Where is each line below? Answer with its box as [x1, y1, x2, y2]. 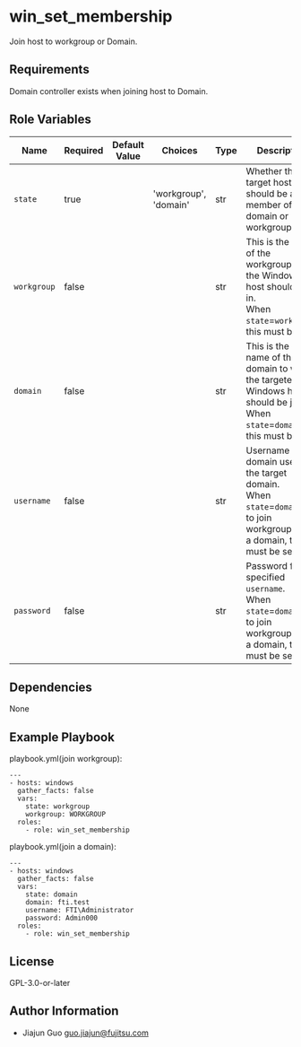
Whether [245, 164, 283, 177]
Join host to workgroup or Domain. [9, 36, 138, 47]
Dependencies [9, 679, 92, 694]
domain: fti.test [25, 898, 90, 907]
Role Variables [9, 112, 91, 127]
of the [245, 247, 271, 259]
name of [245, 351, 281, 363]
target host [245, 176, 293, 188]
